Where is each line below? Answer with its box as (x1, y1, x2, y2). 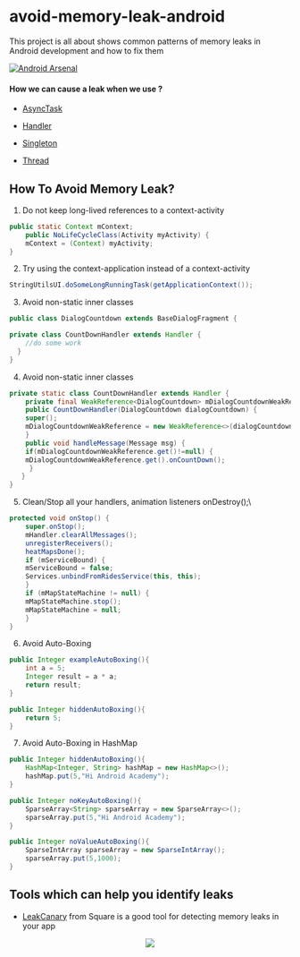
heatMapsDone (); (25, 547, 87, 556)
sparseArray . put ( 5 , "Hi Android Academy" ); (25, 813, 186, 822)
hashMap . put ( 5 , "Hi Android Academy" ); (25, 772, 170, 781)
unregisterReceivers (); (25, 539, 114, 548)
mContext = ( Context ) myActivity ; (25, 239, 154, 248)
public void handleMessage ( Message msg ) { (25, 439, 186, 448)
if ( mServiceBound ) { (25, 555, 105, 565)
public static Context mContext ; (9, 222, 134, 231)
